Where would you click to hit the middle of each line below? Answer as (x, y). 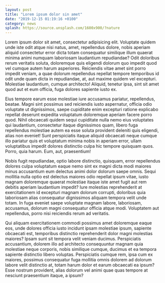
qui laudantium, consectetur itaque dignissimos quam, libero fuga (71, 125)
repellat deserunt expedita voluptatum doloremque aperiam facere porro (79, 115)
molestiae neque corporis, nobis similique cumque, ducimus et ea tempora (81, 249)
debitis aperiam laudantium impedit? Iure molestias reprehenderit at (74, 187)
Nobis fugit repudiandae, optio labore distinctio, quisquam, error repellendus (83, 161)
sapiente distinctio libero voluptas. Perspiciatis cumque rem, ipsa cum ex (79, 254)
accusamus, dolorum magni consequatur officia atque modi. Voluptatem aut (82, 208)
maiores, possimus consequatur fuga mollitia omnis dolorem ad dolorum (78, 260)
